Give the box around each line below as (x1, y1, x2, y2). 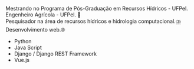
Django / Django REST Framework (14, 50, 97, 57)
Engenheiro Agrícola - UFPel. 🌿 (5, 11, 81, 18)
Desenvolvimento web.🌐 (5, 26, 65, 33)
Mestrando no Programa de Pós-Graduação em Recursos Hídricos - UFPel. (5, 5, 188, 12)
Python (14, 38, 32, 44)
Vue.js (14, 57, 30, 63)
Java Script (14, 44, 42, 51)
